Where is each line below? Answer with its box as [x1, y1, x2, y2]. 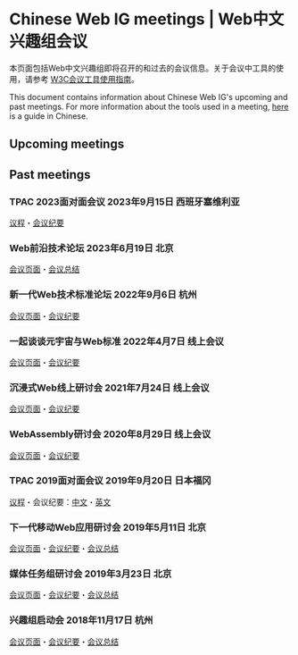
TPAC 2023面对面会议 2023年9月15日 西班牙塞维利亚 [9, 195, 241, 207]
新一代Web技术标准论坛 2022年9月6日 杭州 [9, 289, 198, 301]
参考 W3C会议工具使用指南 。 [32, 73, 140, 84]
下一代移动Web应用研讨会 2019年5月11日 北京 [9, 521, 207, 533]
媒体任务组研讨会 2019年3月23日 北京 [9, 567, 172, 580]
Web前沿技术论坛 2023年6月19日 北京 [9, 241, 174, 254]
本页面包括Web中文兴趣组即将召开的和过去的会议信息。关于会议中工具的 [9, 63, 277, 73]
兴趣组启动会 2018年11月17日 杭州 [9, 614, 153, 626]
